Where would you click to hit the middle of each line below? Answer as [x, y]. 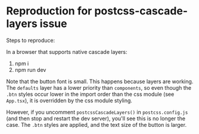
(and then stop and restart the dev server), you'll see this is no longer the [96, 118]
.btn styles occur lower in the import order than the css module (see [90, 94]
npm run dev [30, 69]
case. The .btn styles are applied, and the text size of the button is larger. [96, 124]
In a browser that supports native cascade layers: [67, 51]
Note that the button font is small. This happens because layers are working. [100, 81]
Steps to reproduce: [31, 40]
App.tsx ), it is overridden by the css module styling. [69, 100]
